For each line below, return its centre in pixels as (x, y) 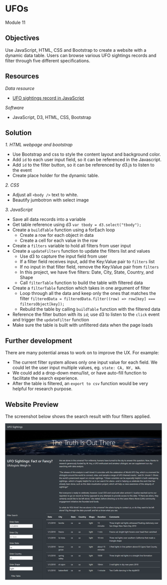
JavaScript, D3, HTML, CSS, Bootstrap (52, 117)
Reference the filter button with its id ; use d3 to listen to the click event (86, 314)
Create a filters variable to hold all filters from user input (72, 246)
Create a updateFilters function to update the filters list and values (81, 251)
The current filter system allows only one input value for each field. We (85, 362)
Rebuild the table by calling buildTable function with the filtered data (90, 309)
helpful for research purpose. (42, 389)
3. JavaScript (19, 210)
